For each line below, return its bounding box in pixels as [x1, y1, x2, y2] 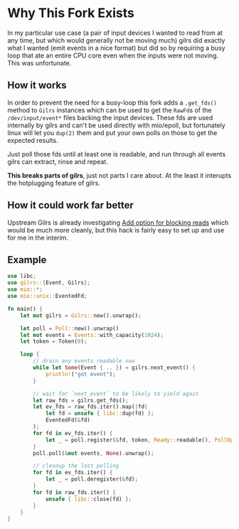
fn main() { [7, 305, 43, 312]
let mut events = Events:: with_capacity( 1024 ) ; [20, 331, 164, 338]
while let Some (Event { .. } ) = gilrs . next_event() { [33, 364, 196, 371]
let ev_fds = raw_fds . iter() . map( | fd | [33, 403, 148, 410]
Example [7, 254, 47, 266]
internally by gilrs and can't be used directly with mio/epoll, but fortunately [7, 121, 225, 129]
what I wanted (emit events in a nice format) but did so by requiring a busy [7, 43, 225, 52]
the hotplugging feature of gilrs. [7, 178, 101, 187]
